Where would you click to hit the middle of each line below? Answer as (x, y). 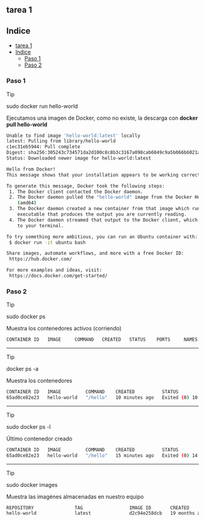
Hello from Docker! (31, 169)
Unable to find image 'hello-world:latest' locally (73, 136)
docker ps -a (22, 369)
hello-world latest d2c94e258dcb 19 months (101, 513)
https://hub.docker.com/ (40, 259)
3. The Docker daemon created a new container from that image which (99, 209)
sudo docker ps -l (29, 426)
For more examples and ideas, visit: (54, 270)
